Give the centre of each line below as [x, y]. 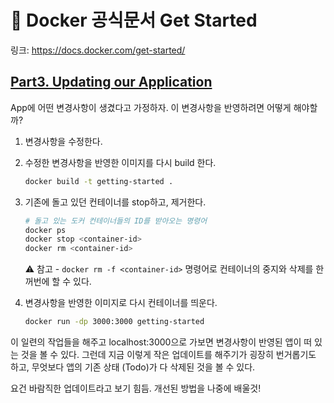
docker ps [45, 230]
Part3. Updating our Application [111, 82]
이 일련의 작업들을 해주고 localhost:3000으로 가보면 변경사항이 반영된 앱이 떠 [161, 342]
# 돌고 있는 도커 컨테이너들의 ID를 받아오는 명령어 [116, 221]
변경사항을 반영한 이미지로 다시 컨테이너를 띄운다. [121, 303]
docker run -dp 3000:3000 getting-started [114, 322]
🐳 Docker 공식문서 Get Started [134, 20]
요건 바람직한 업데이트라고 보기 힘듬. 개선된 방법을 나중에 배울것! [136, 388]
